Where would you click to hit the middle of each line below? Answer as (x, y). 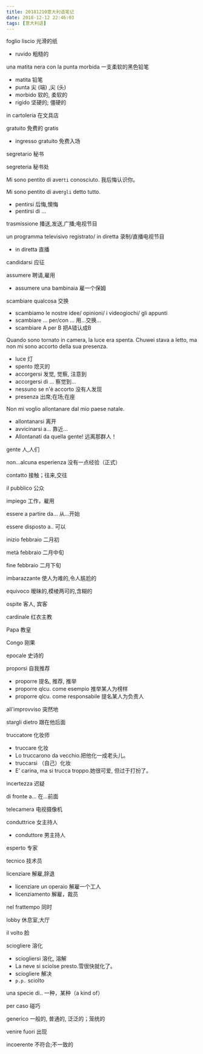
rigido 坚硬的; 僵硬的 (41, 102)
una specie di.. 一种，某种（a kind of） (55, 993)
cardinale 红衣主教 (29, 617)
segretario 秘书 (25, 154)
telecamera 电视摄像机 (34, 809)
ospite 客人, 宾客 (27, 604)
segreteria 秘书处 (28, 167)
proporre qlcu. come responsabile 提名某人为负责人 (79, 696)
